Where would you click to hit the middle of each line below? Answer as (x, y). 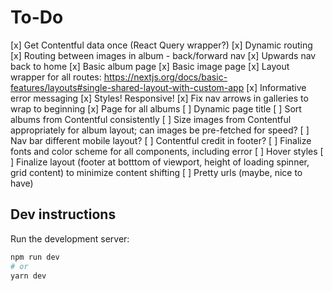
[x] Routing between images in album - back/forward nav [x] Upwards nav (163, 55)
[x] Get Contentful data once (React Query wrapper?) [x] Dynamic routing (161, 45)
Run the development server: (70, 238)
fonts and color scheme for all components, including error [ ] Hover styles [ (167, 151)
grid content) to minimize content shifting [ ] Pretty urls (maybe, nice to (156, 172)
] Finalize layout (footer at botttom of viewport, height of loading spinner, (160, 162)
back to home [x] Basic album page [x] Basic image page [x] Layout (150, 66)
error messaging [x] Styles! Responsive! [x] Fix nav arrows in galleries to (159, 98)
